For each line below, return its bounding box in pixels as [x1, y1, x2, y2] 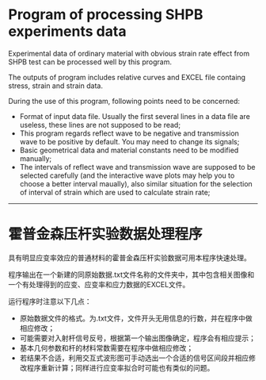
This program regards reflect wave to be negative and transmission [19, 129, 240, 138]
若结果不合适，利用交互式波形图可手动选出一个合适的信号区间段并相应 [19, 353, 249, 363]
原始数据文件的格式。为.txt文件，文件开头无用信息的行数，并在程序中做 [19, 313, 253, 323]
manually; [19, 153, 52, 163]
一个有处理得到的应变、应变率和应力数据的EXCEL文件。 [8, 279, 190, 289]
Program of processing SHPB [8, 6, 203, 24]
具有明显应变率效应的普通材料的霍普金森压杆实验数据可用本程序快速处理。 [8, 252, 251, 263]
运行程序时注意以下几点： [8, 296, 92, 306]
